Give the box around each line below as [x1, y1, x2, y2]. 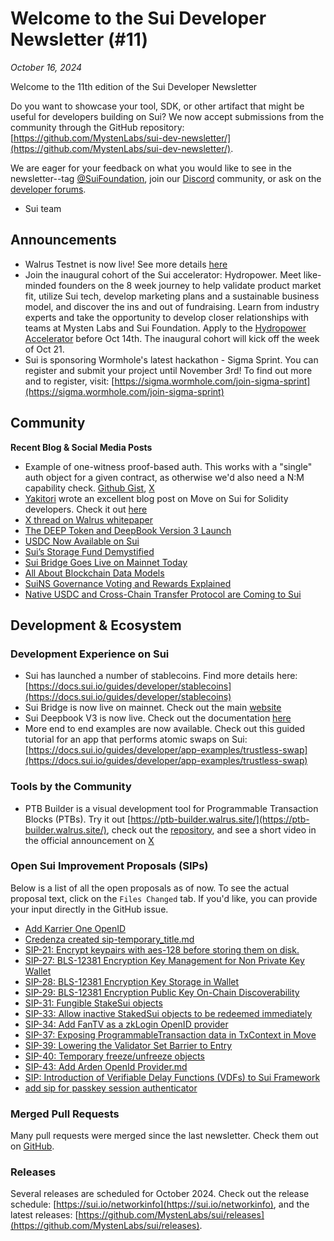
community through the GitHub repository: [10, 121, 185, 133]
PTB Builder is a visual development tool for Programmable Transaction [24, 802, 319, 814]
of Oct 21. [24, 343, 65, 355]
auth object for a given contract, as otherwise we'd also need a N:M [24, 471, 305, 483]
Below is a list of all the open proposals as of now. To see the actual [10, 882, 290, 894]
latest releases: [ [10, 1209, 79, 1221]
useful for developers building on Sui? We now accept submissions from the [10, 110, 325, 122]
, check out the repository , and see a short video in [106, 823, 317, 836]
